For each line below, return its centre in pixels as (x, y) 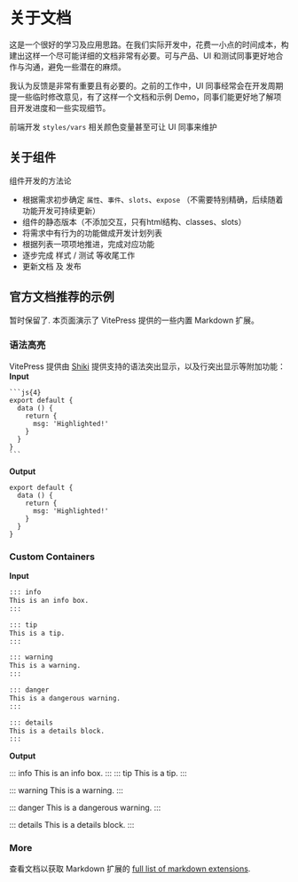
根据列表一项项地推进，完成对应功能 (88, 244)
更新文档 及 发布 (51, 266)
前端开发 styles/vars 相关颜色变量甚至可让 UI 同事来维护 (113, 126)
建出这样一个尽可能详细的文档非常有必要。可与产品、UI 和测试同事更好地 (143, 55)
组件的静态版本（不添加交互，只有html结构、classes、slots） (134, 221)
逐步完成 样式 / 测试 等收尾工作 (78, 255)
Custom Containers (52, 557)
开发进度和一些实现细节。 (63, 108)
